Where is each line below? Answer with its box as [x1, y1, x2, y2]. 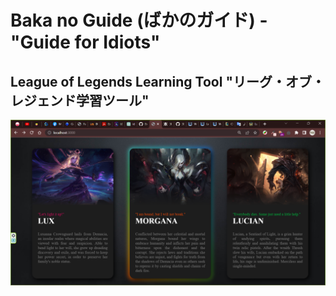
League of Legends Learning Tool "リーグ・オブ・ [10, 73, 325, 90]
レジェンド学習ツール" [10, 92, 150, 109]
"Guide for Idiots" [10, 31, 161, 54]
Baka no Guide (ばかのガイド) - [10, 9, 268, 32]
